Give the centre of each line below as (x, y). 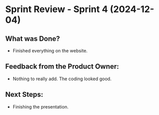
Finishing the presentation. (40, 106)
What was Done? (33, 39)
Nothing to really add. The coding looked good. (62, 79)
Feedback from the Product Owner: (62, 67)
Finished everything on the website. (50, 51)
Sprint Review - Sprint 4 (57, 9)
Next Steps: (24, 95)
